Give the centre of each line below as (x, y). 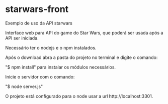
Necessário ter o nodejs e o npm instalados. (51, 47)
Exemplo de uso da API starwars (39, 23)
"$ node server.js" (24, 86)
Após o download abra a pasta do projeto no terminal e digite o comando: (81, 57)
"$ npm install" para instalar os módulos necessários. (61, 67)
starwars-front (37, 9)
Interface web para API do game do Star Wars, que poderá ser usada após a (84, 32)
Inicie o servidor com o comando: (40, 76)
